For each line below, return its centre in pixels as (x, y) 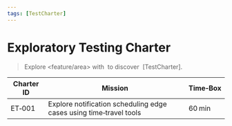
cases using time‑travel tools (95, 112)
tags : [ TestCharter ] (37, 13)
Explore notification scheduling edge (107, 104)
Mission (115, 88)
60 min (200, 108)
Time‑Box (205, 88)
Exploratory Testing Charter (89, 47)
